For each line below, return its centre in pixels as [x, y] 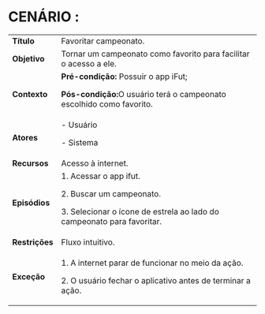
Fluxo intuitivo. [88, 242]
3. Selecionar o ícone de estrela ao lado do [140, 211]
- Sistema [80, 142]
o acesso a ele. [89, 63]
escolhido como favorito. [107, 104]
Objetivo [28, 58]
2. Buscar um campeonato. [111, 193]
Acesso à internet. [95, 163]
